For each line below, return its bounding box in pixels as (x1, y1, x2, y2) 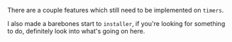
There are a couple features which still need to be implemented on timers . (7, 6, 224, 14)
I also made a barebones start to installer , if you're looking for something (7, 20, 226, 27)
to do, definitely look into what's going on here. (7, 27, 145, 35)
